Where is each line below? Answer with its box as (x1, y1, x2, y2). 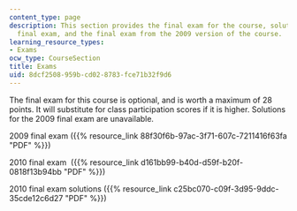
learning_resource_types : (9, 37, 104, 47)
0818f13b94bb (9, 166, 62, 177)
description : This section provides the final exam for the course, (9, 21, 267, 30)
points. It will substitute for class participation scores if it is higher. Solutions (9, 103, 286, 115)
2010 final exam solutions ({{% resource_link (9, 183, 172, 194)
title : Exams (9, 63, 57, 72)
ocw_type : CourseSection (9, 54, 101, 63)
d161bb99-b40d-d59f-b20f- (141, 156, 244, 168)
